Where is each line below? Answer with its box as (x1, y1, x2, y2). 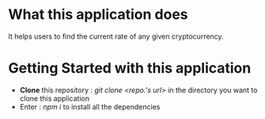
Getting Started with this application (8, 59, 252, 77)
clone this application (19, 93, 89, 103)
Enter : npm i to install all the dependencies (19, 102, 161, 111)
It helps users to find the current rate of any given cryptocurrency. (8, 32, 224, 41)
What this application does (8, 6, 188, 24)
